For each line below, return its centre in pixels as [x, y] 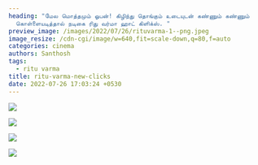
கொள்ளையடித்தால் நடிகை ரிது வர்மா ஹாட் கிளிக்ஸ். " [93, 24]
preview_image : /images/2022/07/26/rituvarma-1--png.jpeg [109, 31]
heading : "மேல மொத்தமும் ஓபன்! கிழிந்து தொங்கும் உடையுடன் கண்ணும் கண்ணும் [129, 16]
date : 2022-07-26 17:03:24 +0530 [65, 84]
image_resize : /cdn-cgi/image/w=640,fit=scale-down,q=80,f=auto [120, 39]
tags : [17, 62]
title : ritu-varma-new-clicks [60, 76]
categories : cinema [42, 46]
